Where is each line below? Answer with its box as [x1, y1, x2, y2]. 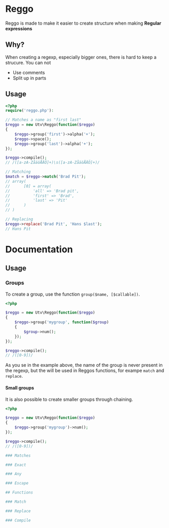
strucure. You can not [5, 60, 51, 66]
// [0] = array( [5, 183, 52, 189]
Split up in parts [12, 75, 46, 81]
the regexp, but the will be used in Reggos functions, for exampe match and [5, 367, 164, 374]
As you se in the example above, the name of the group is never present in [5, 362, 163, 368]
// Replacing [5, 217, 33, 222]
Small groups [5, 384, 34, 390]
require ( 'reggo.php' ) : [5, 108, 54, 113]
